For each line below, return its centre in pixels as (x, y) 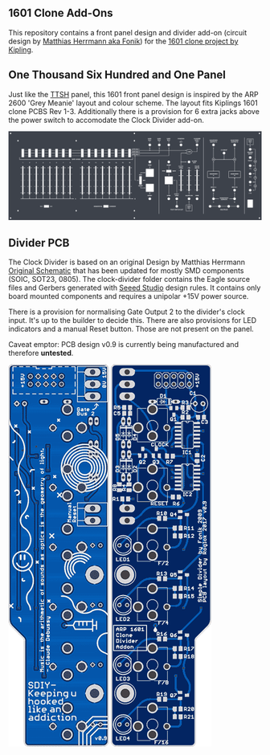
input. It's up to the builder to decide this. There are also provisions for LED (133, 320)
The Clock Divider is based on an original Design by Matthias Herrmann (127, 262)
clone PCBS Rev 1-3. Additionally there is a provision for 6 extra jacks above (134, 111)
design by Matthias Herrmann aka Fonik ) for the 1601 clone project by (123, 41)
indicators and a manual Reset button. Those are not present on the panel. (131, 329)
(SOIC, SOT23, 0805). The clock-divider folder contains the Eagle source (129, 280)
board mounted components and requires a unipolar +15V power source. (129, 296)
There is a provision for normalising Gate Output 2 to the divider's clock (127, 312)
